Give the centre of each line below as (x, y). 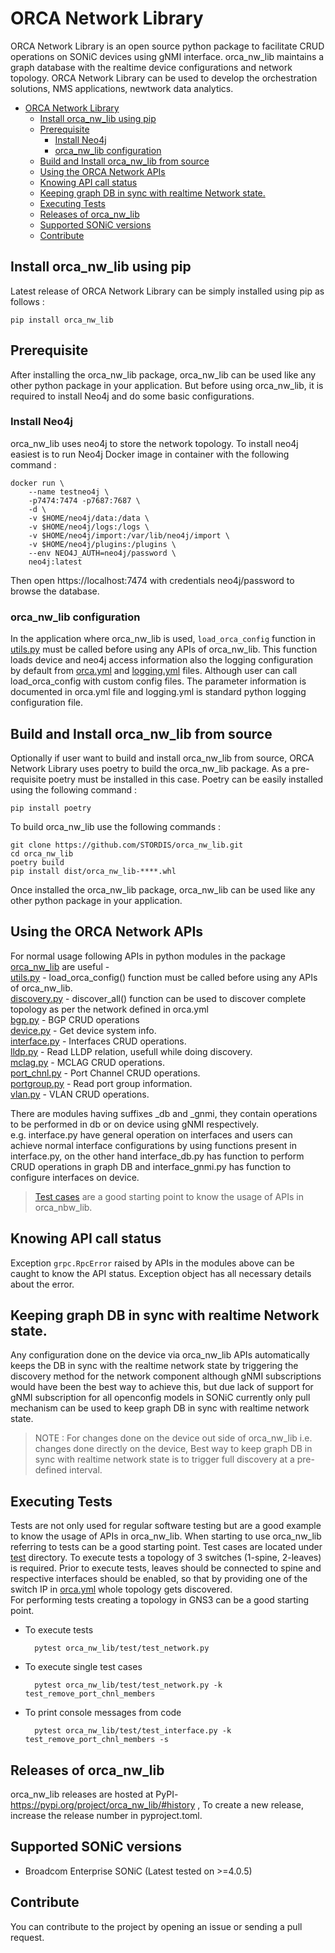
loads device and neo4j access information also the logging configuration (162, 660)
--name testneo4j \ (69, 492)
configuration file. (46, 703)
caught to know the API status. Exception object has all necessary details (161, 1273)
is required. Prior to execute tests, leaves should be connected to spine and (166, 1568)
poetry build (37, 862)
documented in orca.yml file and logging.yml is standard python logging (158, 692)
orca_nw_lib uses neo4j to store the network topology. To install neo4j (154, 443)
